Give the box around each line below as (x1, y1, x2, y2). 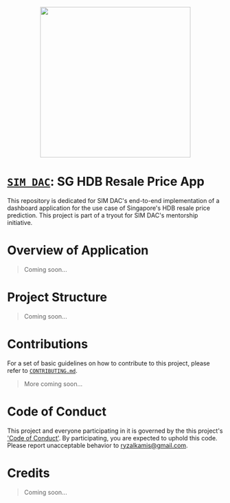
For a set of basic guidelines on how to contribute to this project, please (7, 358, 211, 367)
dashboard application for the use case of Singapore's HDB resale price (7, 204, 211, 212)
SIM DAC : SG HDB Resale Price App (7, 174, 205, 189)
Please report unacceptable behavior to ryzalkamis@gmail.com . (7, 441, 188, 449)
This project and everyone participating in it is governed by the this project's (7, 427, 223, 435)
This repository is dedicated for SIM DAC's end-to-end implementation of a (7, 196, 220, 204)
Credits (7, 465, 50, 481)
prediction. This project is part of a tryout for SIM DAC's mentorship (7, 211, 198, 220)
